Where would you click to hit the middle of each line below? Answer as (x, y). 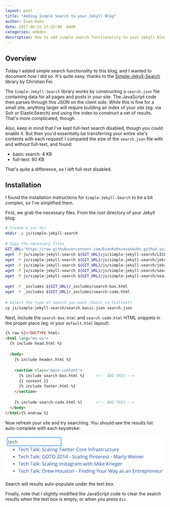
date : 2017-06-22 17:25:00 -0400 (40, 27)
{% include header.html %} (43, 360)
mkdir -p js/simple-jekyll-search (42, 233)
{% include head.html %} (36, 344)
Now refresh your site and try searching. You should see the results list (79, 422)
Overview (21, 58)
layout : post (19, 11)
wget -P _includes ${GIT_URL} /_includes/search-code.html (68, 292)
